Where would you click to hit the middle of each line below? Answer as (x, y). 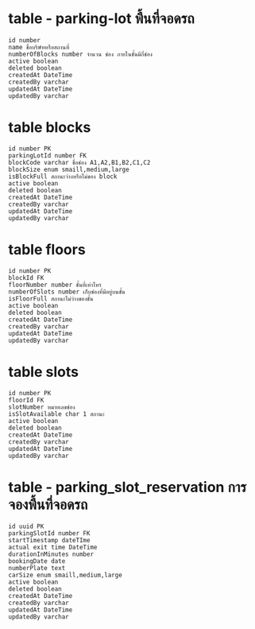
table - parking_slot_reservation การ (127, 487)
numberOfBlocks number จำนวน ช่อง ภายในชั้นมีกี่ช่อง (81, 54)
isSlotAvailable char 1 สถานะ (56, 414)
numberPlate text (37, 568)
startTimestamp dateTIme (49, 540)
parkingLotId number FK (48, 155)
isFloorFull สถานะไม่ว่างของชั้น (51, 299)
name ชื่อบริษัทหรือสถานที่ (39, 47)
